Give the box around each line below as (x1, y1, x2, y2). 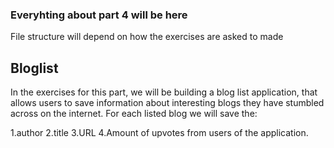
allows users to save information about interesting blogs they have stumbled (10, 97, 325, 109)
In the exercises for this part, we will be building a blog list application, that (10, 86, 318, 98)
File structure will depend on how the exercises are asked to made (10, 31, 284, 43)
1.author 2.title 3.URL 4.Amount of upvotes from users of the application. (10, 127, 309, 139)
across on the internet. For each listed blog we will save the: (10, 108, 258, 120)
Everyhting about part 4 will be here (10, 8, 188, 22)
